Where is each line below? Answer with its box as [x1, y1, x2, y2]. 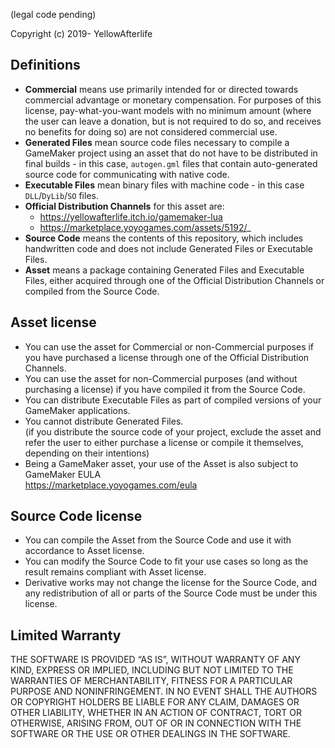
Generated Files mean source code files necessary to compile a [24, 136, 290, 148]
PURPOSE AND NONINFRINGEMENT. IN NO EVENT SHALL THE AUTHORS [10, 685, 318, 698]
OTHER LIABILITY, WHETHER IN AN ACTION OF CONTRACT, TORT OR [10, 707, 302, 719]
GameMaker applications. [24, 404, 131, 416]
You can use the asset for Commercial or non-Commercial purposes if [24, 340, 315, 353]
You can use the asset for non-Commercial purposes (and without [24, 372, 298, 384]
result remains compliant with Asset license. [24, 566, 207, 578]
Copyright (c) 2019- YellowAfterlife [10, 28, 153, 39]
